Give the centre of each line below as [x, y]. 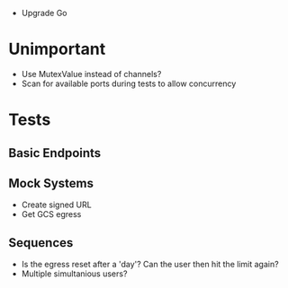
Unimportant [57, 49]
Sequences [41, 243]
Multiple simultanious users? [74, 274]
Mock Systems [51, 183]
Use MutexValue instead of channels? [91, 74]
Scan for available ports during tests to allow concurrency [129, 83]
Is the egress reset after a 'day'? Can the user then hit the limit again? [150, 265]
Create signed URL [56, 205]
